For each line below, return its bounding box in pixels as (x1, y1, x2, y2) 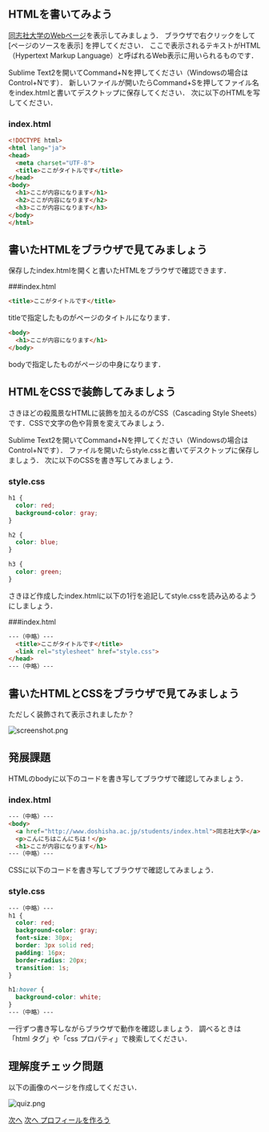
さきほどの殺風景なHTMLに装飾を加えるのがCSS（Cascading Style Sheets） (8, 408, 258, 418)
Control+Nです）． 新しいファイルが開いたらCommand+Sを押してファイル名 (8, 77, 259, 87)
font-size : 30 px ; (15, 934, 74, 942)
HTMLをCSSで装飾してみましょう (8, 385, 176, 399)
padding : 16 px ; (15, 949, 66, 957)
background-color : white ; (15, 993, 102, 1002)
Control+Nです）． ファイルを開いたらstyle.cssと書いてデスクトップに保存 (8, 445, 253, 455)
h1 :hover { (8, 986, 45, 994)
